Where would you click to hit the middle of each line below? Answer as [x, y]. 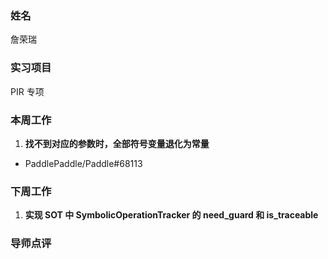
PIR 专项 [27, 91]
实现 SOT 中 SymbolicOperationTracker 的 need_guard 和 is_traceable [171, 215]
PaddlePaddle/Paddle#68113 [83, 163]
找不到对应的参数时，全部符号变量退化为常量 [117, 143]
